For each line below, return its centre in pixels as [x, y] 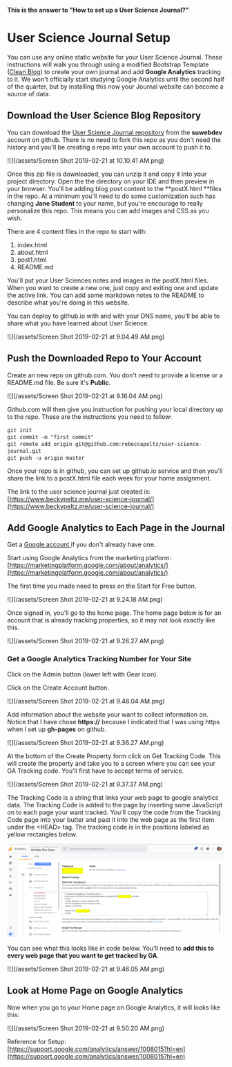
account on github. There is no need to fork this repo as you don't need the [114, 140]
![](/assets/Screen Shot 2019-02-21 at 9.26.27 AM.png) [86, 641]
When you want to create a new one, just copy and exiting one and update [113, 287]
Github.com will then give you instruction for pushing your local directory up [115, 409]
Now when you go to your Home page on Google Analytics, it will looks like [114, 1007]
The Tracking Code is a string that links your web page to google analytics [113, 797]
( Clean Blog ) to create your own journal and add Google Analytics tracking [114, 71]
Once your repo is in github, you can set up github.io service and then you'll [115, 471]
